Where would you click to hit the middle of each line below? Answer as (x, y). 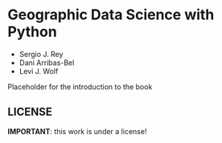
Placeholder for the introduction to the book (80, 87)
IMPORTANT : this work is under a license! (77, 131)
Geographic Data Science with (111, 15)
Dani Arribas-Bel (47, 63)
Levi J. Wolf (39, 71)
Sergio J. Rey (41, 54)
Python (32, 32)
